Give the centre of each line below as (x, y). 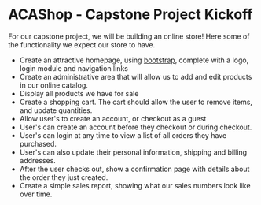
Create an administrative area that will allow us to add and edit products (136, 76)
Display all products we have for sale (79, 93)
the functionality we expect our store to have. (82, 44)
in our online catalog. (54, 85)
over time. (36, 194)
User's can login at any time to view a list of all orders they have (123, 135)
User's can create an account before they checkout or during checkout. (136, 127)
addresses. (38, 160)
